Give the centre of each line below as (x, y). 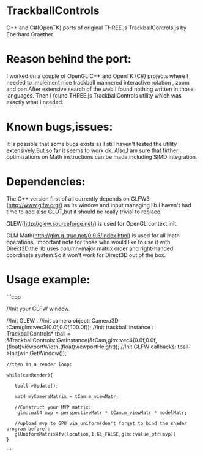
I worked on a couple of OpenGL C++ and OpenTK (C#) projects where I (97, 76)
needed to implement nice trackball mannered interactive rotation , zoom (98, 82)
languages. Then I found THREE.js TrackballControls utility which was (94, 95)
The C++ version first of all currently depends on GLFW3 (78, 198)
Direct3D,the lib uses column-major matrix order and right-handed (90, 248)
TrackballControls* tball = (39, 333)
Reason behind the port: (69, 59)
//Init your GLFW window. (38, 309)
